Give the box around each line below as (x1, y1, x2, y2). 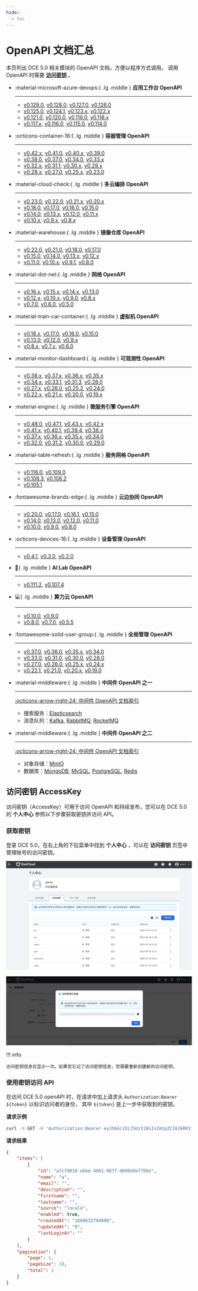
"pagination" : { (16, 1249, 57, 1255)
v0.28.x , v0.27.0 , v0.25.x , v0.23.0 (23, 169, 105, 176)
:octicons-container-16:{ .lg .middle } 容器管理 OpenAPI (14, 133, 150, 140)
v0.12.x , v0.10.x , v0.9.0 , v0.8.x (23, 295, 96, 302)
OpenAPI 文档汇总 (6, 44, 94, 57)
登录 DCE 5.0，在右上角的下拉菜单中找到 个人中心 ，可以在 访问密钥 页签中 (6, 841, 188, 848)
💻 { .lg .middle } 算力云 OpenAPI (14, 593, 93, 601)
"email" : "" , (37, 1180, 70, 1186)
